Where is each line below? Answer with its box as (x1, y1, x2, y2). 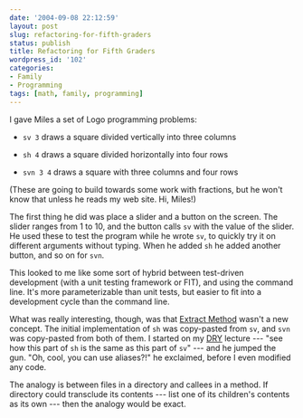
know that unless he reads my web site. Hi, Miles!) (9, 194, 196, 204)
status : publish (9, 38, 71, 48)
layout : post (9, 22, 59, 31)
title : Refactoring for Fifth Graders (9, 47, 156, 56)
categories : (9, 64, 54, 73)
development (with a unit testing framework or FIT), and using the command (9, 277, 294, 288)
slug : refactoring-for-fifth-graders (9, 30, 152, 39)
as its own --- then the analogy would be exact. (9, 398, 187, 409)
